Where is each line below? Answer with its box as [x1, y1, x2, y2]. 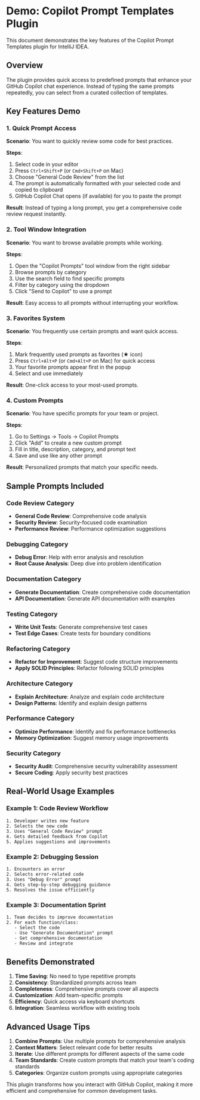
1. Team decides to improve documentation [6, 914, 113, 921]
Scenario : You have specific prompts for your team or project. [6, 410, 159, 417]
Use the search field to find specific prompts [14, 275, 125, 282]
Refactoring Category [6, 644, 70, 652]
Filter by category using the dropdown [14, 281, 109, 288]
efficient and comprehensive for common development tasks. [6, 1087, 158, 1094]
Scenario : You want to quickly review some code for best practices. [6, 137, 173, 145]
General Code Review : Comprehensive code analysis [14, 513, 147, 520]
